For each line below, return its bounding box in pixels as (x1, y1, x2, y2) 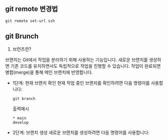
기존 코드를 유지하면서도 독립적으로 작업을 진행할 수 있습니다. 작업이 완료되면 (10, 63, 161, 69)
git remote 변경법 (5, 5, 58, 14)
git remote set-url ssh (5, 18, 55, 24)
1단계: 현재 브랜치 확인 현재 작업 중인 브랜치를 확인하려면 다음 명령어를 (12, 80, 150, 86)
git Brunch (5, 32, 39, 41)
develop (12, 120, 29, 125)
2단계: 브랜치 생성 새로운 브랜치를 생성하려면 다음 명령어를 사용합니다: (12, 129, 150, 135)
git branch (12, 96, 36, 101)
